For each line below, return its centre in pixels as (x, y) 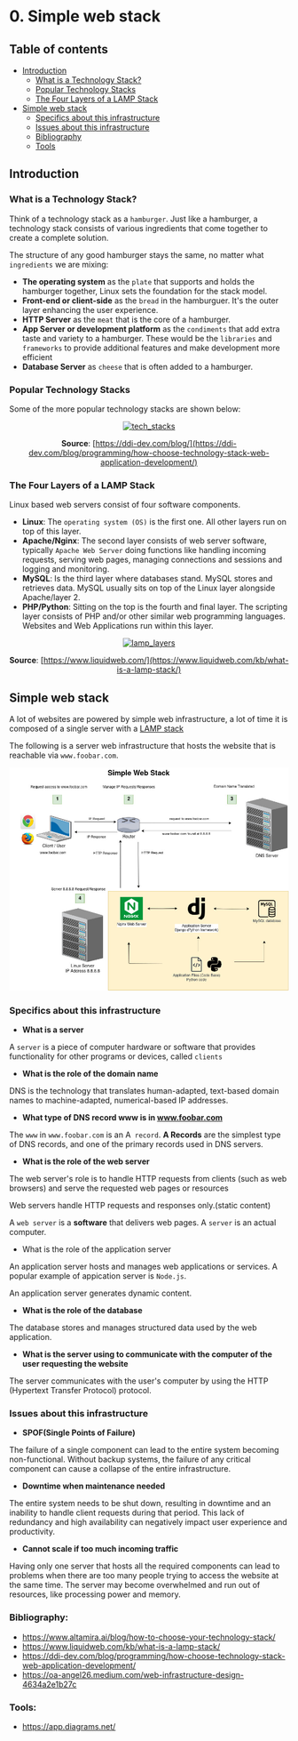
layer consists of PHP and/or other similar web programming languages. (153, 616)
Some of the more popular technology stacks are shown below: (125, 409)
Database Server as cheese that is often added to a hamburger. (137, 366)
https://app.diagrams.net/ (69, 1726)
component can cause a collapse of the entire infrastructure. (120, 1469)
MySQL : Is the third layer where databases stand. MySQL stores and (147, 579)
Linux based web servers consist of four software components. (125, 505)
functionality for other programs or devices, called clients (116, 1056)
